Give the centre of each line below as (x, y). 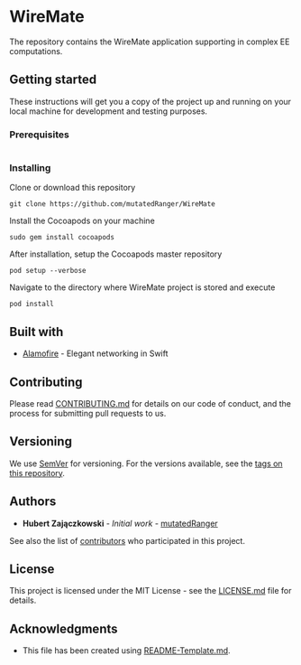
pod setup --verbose (48, 271)
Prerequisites (39, 135)
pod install (32, 304)
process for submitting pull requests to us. (88, 413)
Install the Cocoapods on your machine (82, 221)
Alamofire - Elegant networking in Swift (95, 353)
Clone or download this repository (73, 188)
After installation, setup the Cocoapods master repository (116, 254)
